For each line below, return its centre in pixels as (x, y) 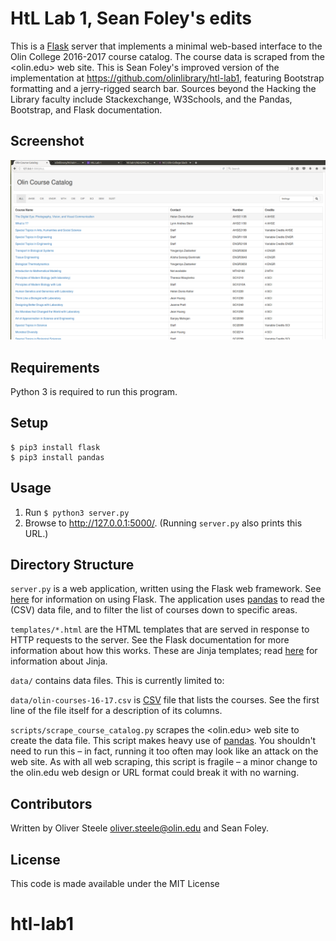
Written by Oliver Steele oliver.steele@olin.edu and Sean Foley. (140, 828)
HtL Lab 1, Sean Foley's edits (131, 18)
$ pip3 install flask (55, 447)
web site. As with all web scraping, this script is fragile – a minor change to (164, 762)
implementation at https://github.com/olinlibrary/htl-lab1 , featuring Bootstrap (167, 78)
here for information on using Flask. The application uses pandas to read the (168, 599)
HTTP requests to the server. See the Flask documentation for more (150, 640)
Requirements (55, 367)
